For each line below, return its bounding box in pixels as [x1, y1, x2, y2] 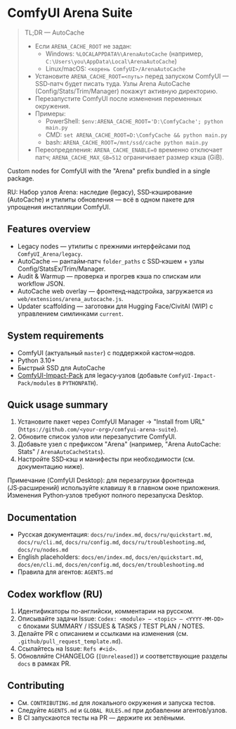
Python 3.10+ [17, 356, 56, 364]
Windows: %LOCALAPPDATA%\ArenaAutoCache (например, [45, 49, 204, 58]
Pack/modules [17, 379, 56, 387]
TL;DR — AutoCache [24, 28, 85, 37]
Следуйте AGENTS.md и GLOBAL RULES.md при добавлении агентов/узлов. [17, 706, 228, 714]
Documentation [7, 511, 77, 523]
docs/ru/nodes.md [17, 546, 69, 554]
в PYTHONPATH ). [57, 379, 98, 387]
